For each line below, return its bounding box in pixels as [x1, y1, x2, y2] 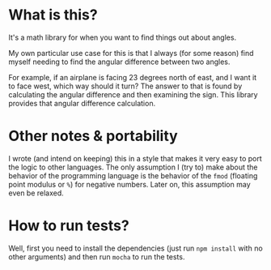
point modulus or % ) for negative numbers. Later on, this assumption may [8, 179, 251, 189]
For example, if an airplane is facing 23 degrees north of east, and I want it [8, 72, 257, 82]
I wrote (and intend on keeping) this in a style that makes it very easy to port [8, 153, 263, 163]
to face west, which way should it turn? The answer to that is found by [8, 81, 243, 91]
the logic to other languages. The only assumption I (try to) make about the [8, 162, 258, 172]
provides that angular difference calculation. [8, 98, 156, 108]
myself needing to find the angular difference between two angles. [8, 57, 231, 66]
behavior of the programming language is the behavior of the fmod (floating [8, 170, 258, 180]
